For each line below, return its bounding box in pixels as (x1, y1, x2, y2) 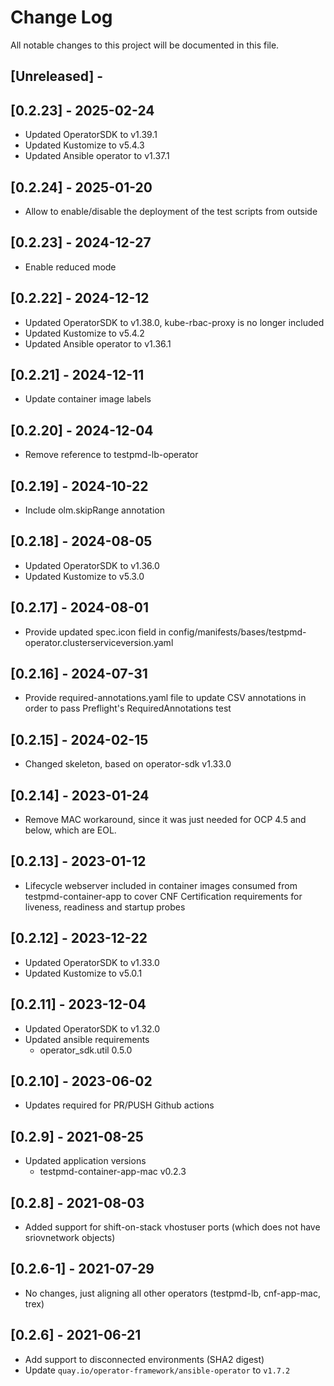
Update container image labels (24, 393, 152, 405)
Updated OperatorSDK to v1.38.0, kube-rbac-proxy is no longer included (24, 316, 325, 328)
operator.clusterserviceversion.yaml (24, 636, 174, 648)
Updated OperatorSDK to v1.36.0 (24, 559, 160, 571)
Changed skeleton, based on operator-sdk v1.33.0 (24, 758, 232, 770)
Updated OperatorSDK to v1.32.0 (24, 1022, 161, 1035)
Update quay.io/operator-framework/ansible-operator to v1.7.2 (24, 1364, 291, 1376)
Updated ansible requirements (24, 1033, 150, 1045)
